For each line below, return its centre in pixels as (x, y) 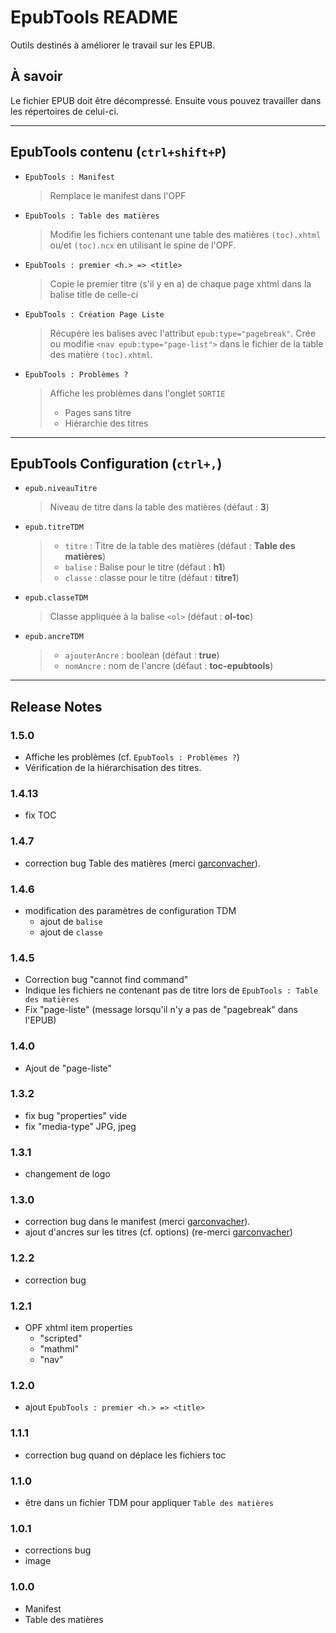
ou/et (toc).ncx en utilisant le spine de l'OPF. (143, 245)
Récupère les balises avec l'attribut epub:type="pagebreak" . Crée (182, 333)
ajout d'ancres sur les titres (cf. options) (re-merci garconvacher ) (158, 1232)
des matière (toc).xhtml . (101, 354)
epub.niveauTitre (61, 489)
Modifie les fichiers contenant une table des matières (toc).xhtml (185, 234)
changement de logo (67, 1174)
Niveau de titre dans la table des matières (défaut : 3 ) (159, 507)
